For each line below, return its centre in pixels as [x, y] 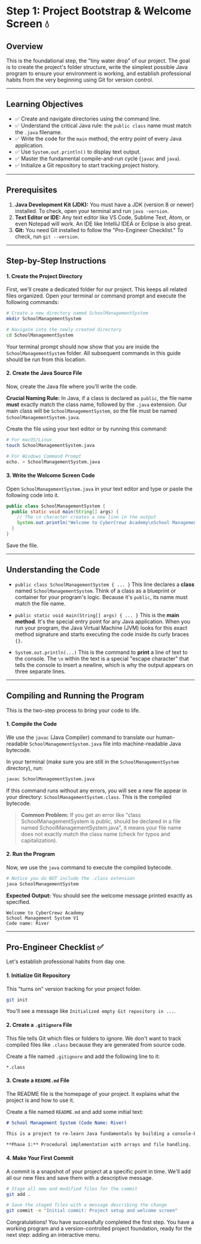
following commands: [33, 302]
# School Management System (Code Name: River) [67, 1123]
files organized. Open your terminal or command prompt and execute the [96, 296]
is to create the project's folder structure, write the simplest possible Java [97, 67]
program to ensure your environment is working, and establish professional [99, 73]
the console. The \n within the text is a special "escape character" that [102, 659]
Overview [25, 46]
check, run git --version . [47, 236]
